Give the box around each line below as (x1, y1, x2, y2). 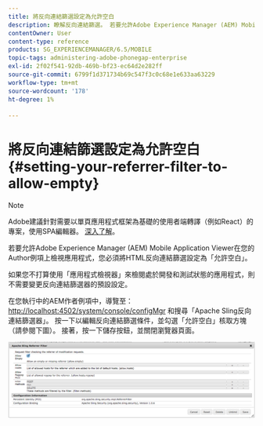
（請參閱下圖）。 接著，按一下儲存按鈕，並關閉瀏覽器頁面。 (8, 326, 199, 335)
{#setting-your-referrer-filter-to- (8, 158, 229, 176)
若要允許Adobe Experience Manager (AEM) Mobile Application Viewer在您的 (8, 243, 255, 253)
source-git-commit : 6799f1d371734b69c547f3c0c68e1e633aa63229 (8, 71, 215, 78)
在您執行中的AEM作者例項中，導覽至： (8, 297, 133, 306)
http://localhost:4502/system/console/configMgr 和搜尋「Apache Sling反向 (8, 306, 252, 315)
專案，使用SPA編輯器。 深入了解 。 (8, 227, 120, 236)
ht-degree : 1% (8, 95, 55, 104)
